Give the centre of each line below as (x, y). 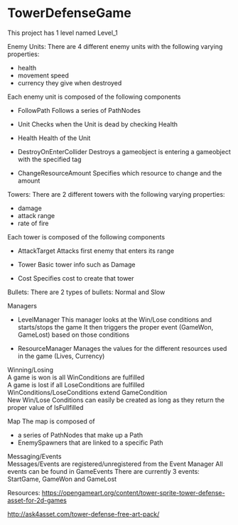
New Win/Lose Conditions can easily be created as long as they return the (116, 400)
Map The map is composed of (52, 421)
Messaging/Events (34, 456)
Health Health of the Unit (54, 138)
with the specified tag (49, 159)
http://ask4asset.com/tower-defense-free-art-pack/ (83, 514)
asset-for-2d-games (37, 500)
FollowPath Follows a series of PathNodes (79, 110)
